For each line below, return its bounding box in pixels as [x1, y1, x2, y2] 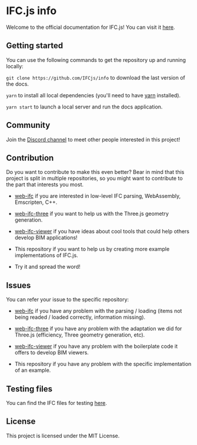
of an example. [14, 367, 51, 374]
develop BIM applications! [14, 234, 78, 241]
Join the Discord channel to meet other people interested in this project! [6, 136, 181, 143]
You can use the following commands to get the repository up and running [6, 56, 186, 63]
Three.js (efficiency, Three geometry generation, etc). [14, 331, 145, 338]
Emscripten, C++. [14, 199, 58, 206]
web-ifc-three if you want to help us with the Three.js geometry [14, 210, 169, 217]
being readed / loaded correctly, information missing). [14, 314, 146, 321]
